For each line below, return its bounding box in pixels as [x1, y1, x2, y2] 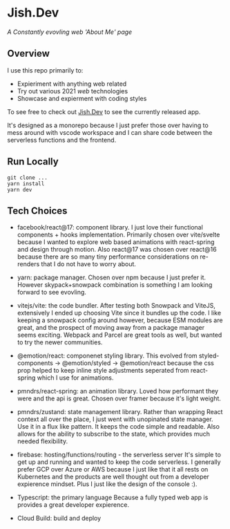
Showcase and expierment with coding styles [17, 94, 147, 102]
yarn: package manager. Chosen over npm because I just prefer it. [17, 273, 206, 281]
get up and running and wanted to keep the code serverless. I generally [17, 458, 221, 466]
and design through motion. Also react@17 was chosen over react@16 [17, 245, 217, 254]
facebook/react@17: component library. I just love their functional [17, 223, 204, 232]
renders [17, 260, 40, 268]
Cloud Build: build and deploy [17, 514, 102, 523]
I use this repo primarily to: [7, 66, 84, 74]
